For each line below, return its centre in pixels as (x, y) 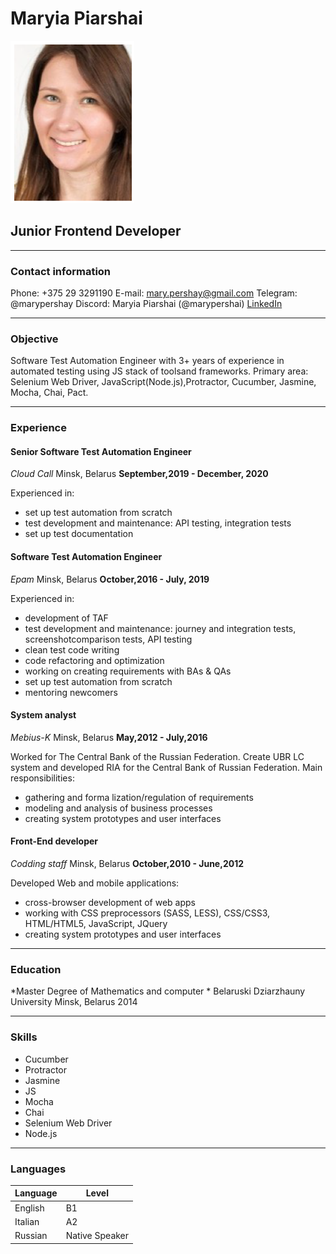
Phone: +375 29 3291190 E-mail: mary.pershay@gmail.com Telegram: (154, 293)
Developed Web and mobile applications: (95, 883)
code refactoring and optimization (94, 660)
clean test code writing (72, 649)
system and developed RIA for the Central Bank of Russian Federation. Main (166, 767)
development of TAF (66, 618)
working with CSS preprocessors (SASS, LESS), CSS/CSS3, (147, 913)
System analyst (43, 715)
